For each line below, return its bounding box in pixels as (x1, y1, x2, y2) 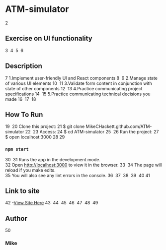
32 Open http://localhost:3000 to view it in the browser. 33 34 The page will (5, 162, 162, 168)
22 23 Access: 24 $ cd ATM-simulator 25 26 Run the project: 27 (25, 129, 159, 135)
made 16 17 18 (5, 96, 36, 102)
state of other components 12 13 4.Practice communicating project (5, 85, 143, 91)
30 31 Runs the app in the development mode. (5, 156, 101, 162)
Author (5, 214, 27, 223)
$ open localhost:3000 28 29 (5, 134, 65, 140)
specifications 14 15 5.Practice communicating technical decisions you (5, 91, 151, 97)
